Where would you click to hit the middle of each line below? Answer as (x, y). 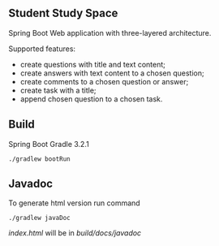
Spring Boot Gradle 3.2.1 (49, 144)
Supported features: (42, 49)
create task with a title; (58, 90)
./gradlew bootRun (39, 159)
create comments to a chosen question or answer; (104, 81)
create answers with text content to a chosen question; (112, 73)
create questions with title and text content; (93, 64)
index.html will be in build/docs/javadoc (75, 233)
